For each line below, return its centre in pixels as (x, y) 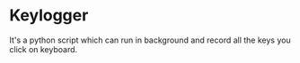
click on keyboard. (44, 49)
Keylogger (49, 16)
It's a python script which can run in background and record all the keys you (150, 40)
